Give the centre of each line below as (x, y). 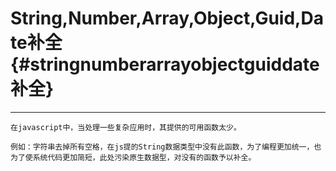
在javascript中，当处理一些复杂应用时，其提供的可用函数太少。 (126, 127)
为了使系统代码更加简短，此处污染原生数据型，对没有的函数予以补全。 (133, 157)
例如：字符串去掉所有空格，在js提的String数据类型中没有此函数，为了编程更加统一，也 (166, 147)
